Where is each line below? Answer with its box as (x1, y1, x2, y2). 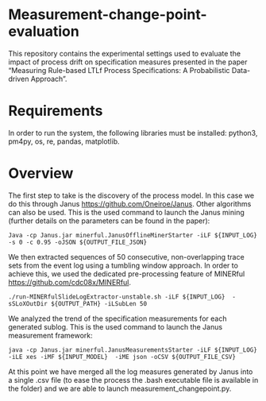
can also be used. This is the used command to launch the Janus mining (8, 207, 245, 217)
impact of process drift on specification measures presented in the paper (8, 57, 248, 67)
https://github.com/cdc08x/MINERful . (8, 277, 131, 287)
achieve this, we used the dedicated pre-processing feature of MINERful (8, 268, 245, 279)
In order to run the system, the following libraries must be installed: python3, (8, 128, 258, 137)
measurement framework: (8, 330, 93, 340)
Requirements (8, 102, 103, 120)
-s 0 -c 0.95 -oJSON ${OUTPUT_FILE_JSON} (8, 238, 148, 246)
